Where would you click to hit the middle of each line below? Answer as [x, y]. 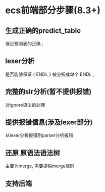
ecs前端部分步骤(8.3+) [53, 10]
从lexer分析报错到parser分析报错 [39, 135]
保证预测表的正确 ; [24, 44]
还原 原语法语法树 [33, 153]
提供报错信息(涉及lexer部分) [49, 123]
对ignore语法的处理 [25, 105]
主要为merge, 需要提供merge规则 [40, 166]
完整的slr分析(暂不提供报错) [48, 92]
